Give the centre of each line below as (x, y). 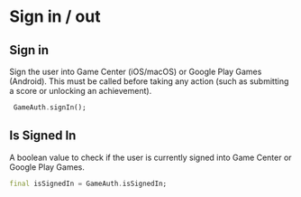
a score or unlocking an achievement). (81, 91)
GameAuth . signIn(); (50, 108)
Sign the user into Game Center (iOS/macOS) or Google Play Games (136, 71)
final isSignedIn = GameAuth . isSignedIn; (88, 183)
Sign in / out (55, 17)
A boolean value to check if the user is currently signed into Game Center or (150, 157)
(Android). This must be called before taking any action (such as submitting (149, 81)
